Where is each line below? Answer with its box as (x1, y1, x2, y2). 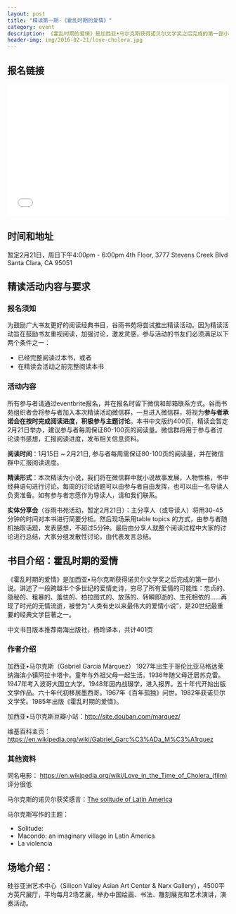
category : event (7, 23, 55, 30)
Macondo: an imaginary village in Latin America (17, 831, 155, 840)
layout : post (7, 10, 46, 18)
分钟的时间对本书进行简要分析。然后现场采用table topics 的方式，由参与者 (7, 514, 221, 523)
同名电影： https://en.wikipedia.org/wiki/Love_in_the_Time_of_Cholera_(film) (7, 772, 228, 780)
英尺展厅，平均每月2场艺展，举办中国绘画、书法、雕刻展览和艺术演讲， (13, 890, 221, 898)
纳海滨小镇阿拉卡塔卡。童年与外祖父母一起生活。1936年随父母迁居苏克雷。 (7, 671, 225, 679)
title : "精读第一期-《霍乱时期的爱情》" (7, 17, 112, 24)
